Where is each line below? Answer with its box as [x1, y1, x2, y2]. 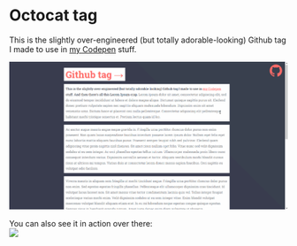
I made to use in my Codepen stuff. [9, 43, 137, 54]
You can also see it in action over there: [9, 219, 153, 229]
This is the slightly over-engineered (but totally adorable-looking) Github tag [9, 35, 287, 45]
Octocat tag [9, 5, 98, 26]
